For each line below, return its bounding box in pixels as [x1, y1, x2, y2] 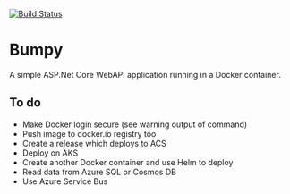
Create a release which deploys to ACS [21, 138, 167, 148]
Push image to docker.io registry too [21, 128, 157, 139]
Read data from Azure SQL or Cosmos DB [21, 166, 177, 177]
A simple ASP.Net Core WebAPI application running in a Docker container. [9, 69, 282, 80]
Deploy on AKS [21, 148, 79, 158]
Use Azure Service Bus [21, 175, 108, 187]
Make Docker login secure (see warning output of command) [21, 119, 248, 130]
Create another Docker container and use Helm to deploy [21, 156, 234, 167]
